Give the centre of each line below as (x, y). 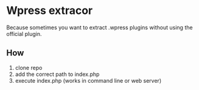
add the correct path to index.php (57, 74)
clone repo (29, 67)
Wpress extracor (50, 11)
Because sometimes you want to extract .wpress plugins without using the (100, 27)
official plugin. (24, 33)
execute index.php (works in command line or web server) (88, 80)
